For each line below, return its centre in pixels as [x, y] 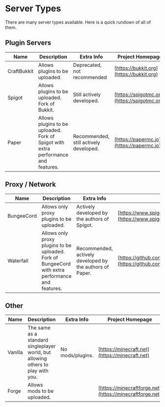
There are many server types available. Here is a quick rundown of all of [78, 22]
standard [38, 340]
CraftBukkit [20, 71]
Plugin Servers [28, 43]
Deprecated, [87, 65]
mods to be [41, 391]
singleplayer [42, 346]
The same [39, 328]
